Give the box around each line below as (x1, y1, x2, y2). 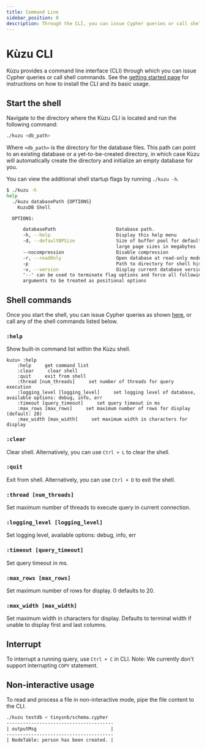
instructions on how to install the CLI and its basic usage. (6, 80, 150, 88)
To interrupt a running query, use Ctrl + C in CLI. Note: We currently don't (6, 655, 194, 663)
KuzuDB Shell (17, 204, 51, 211)
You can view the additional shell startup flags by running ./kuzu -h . (6, 176, 179, 182)
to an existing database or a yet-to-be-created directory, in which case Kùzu (6, 150, 200, 157)
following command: (6, 121, 58, 128)
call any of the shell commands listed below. (6, 317, 118, 325)
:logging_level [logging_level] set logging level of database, (17, 389, 196, 396)
